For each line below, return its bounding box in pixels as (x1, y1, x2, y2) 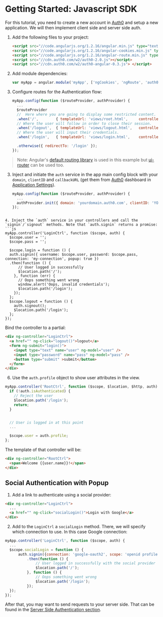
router (17, 162, 30, 168)
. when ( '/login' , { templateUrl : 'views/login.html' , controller (17, 135, 161, 140)
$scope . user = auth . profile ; (9, 433, 69, 438)
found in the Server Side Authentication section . (5, 607, 101, 613)
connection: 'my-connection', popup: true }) (5, 256, 99, 262)
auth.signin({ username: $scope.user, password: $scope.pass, (9, 252, 138, 257)
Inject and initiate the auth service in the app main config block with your (12, 171, 158, 177)
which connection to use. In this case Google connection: (12, 529, 127, 535)
